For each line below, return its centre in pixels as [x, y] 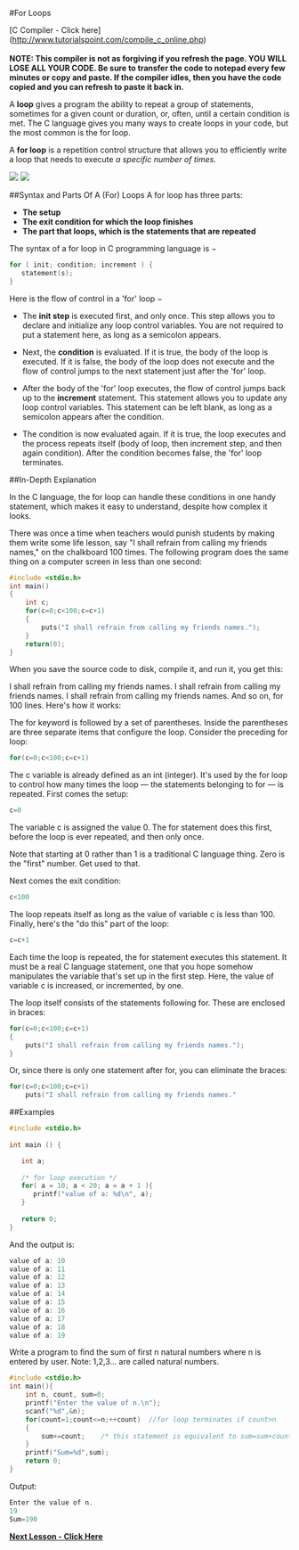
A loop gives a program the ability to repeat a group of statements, [131, 104]
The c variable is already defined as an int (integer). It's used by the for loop [149, 775]
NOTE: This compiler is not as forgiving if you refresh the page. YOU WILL [148, 58]
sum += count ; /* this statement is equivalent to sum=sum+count [167, 1436]
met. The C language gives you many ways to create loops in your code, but [149, 123]
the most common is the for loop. [70, 132]
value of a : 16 [37, 1310]
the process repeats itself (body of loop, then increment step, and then [152, 443]
